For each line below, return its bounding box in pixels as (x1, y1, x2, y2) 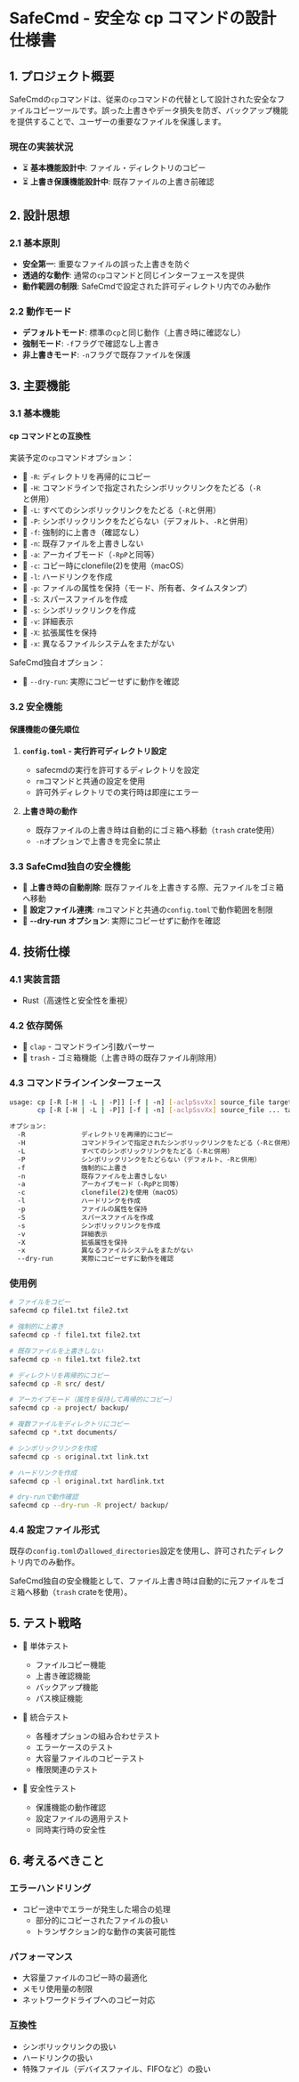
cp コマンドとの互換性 (9, 431, 92, 442)
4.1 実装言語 (9, 972, 61, 985)
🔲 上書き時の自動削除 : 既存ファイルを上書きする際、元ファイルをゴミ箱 (21, 882, 284, 893)
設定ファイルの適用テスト (35, 1813, 130, 1824)
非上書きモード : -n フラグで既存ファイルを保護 (21, 349, 191, 361)
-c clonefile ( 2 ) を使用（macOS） (17, 1188, 182, 1198)
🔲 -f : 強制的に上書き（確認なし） (21, 526, 144, 537)
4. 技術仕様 (9, 944, 70, 959)
